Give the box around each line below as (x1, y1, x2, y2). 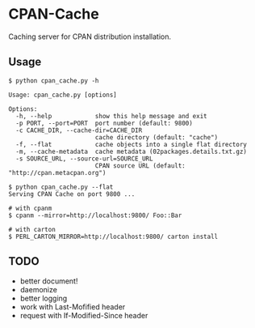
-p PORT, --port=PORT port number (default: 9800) (15, 119, 194, 127)
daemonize (19, 284, 58, 294)
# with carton (8, 225, 56, 233)
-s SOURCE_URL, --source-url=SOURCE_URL (15, 155, 153, 163)
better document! (19, 276, 78, 286)
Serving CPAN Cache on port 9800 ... (8, 190, 136, 198)
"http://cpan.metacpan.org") (8, 168, 107, 177)
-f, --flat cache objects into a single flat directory (15, 140, 248, 148)
